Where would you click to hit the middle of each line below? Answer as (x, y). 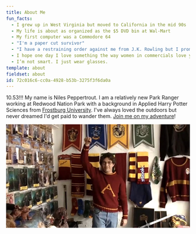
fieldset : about (26, 74)
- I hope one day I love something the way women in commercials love (99, 56)
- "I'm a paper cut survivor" (48, 43)
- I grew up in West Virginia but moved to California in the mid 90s (99, 25)
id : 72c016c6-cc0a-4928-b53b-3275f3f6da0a (58, 80)
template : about (26, 68)
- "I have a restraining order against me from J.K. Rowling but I (95, 50)
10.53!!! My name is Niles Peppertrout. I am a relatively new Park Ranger (92, 98)
